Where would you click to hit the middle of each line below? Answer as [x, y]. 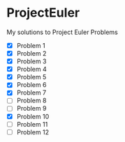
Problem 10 [33, 116]
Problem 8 [31, 101]
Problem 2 [31, 53]
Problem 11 [32, 124]
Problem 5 [31, 77]
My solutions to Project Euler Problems [62, 32]
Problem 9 [31, 109]
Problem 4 [31, 69]
